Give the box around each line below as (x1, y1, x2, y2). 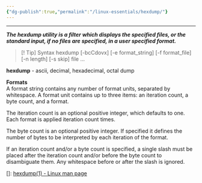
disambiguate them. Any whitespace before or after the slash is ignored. (6, 158, 185, 165)
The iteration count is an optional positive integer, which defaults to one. (6, 109, 185, 116)
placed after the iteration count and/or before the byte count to (6, 151, 162, 159)
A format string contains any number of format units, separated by (6, 85, 171, 92)
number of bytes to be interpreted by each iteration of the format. (6, 133, 168, 141)
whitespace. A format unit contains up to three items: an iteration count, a (6, 91, 188, 98)
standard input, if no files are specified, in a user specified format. (6, 37, 176, 44)
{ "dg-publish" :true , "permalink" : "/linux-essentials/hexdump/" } (6, 8, 168, 15)
